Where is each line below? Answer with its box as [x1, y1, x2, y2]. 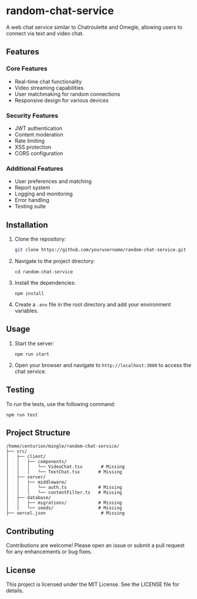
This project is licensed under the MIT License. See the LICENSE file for [6, 581, 180, 588]
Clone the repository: [14, 235, 66, 242]
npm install [14, 290, 44, 297]
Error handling [14, 197, 49, 204]
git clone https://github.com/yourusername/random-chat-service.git [14, 247, 186, 253]
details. [6, 587, 24, 594]
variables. [14, 307, 39, 314]
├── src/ [6, 448, 28, 454]
